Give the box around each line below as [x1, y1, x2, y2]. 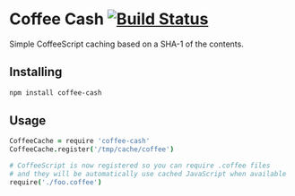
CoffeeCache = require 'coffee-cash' [9, 137, 151, 146]
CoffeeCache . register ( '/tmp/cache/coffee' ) [9, 145, 175, 154]
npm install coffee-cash [9, 88, 102, 98]
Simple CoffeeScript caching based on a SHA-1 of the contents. [9, 38, 244, 49]
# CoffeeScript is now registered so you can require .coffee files [9, 161, 271, 170]
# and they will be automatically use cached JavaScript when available [9, 170, 287, 179]
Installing [9, 64, 63, 80]
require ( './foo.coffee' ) [9, 177, 102, 187]
